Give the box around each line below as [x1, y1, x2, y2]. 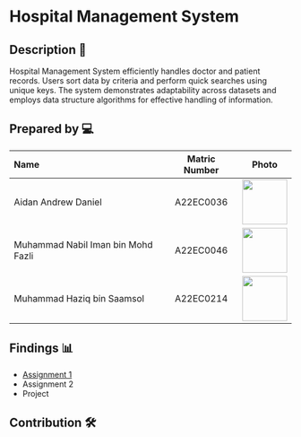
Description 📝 [9, 42, 87, 57]
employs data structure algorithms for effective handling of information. [9, 94, 273, 105]
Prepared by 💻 [9, 121, 94, 136]
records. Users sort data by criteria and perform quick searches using [9, 75, 267, 86]
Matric [186, 153, 216, 165]
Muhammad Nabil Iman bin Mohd [13, 238, 154, 250]
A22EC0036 [174, 196, 228, 208]
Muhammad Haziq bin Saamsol [13, 292, 145, 304]
